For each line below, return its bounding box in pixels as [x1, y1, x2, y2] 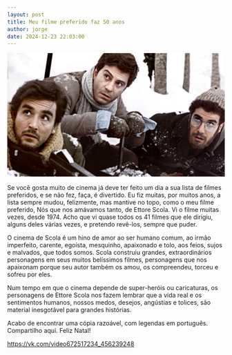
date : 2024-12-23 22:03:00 [7, 33, 85, 40]
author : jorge [7, 26, 48, 32]
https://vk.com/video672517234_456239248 [7, 340, 135, 348]
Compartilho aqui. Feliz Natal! [7, 327, 91, 335]
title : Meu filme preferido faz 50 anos [7, 18, 126, 26]
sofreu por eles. [7, 270, 52, 279]
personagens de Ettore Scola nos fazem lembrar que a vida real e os [7, 291, 202, 300]
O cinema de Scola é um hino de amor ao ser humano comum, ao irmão [7, 233, 212, 242]
